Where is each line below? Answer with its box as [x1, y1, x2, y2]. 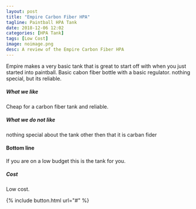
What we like [6, 88, 39, 95]
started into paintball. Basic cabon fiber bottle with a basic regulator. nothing [6, 68, 191, 76]
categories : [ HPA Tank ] [6, 30, 64, 36]
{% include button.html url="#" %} [6, 197, 90, 204]
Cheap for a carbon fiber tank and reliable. [6, 103, 109, 110]
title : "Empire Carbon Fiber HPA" [6, 14, 91, 20]
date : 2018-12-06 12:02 [6, 25, 64, 31]
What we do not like [6, 116, 56, 123]
